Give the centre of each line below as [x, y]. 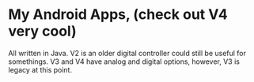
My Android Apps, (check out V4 [118, 15]
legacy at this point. [40, 69]
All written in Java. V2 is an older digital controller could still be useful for [127, 53]
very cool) [42, 31]
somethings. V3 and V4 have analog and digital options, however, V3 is [124, 61]
